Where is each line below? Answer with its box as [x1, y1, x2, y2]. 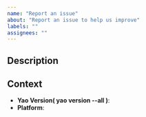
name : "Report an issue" [7, 10, 79, 17]
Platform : [17, 104, 45, 112]
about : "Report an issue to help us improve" [7, 17, 140, 23]
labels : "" [7, 23, 39, 30]
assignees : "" [7, 29, 48, 36]
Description [7, 54, 59, 66]
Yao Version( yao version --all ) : [17, 96, 110, 105]
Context [7, 78, 43, 90]
